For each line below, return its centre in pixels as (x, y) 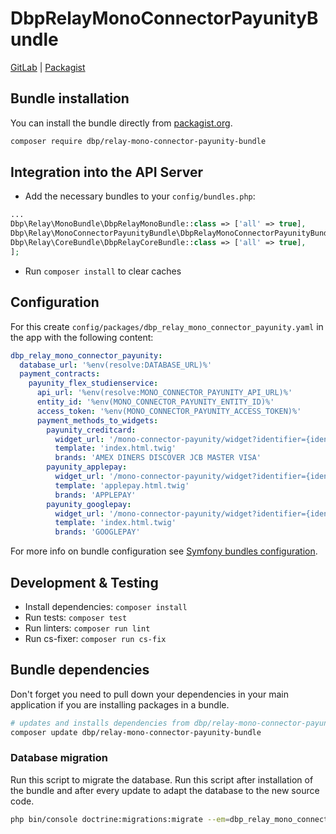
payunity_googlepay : (89, 504)
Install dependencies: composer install (106, 606)
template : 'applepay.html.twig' (122, 485)
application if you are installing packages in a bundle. (120, 704)
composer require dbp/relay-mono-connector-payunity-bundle (138, 141)
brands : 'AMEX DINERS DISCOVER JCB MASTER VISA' (158, 458)
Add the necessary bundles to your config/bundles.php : (140, 196)
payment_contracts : (60, 374)
